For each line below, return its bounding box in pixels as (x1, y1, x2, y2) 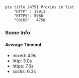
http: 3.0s (12, 58, 32, 64)
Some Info (5, 29, 31, 36)
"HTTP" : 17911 (14, 9, 46, 14)
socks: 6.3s (12, 69, 36, 75)
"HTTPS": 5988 (14, 13, 43, 18)
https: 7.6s (12, 63, 34, 69)
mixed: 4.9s (12, 53, 37, 59)
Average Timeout (5, 41, 42, 47)
